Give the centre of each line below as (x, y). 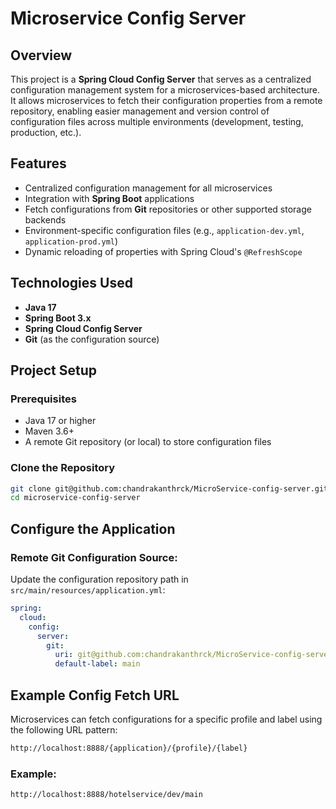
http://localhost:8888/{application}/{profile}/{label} (129, 748)
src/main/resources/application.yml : (88, 590)
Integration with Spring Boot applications (109, 198)
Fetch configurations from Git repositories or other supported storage (168, 209)
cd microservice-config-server (75, 498)
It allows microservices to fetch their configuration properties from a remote (166, 100)
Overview (41, 55)
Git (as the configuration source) (92, 339)
